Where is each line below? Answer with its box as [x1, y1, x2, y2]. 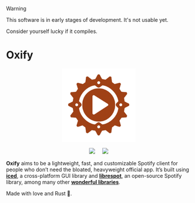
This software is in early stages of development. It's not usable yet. [6, 16, 169, 23]
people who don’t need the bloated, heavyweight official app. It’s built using [6, 166, 190, 173]
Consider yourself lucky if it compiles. [6, 28, 98, 35]
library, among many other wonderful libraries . [6, 178, 120, 185]
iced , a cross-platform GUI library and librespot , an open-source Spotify [6, 172, 182, 179]
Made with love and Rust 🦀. [6, 189, 72, 197]
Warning [6, 5, 26, 12]
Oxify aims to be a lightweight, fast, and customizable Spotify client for [6, 159, 178, 167]
